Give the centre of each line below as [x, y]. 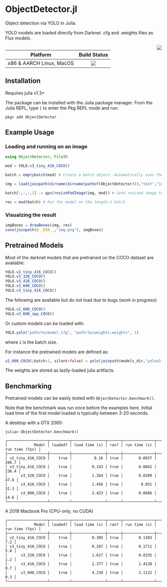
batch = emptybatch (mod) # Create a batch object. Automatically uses [80, 175]
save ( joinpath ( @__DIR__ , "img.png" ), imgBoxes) [54, 230]
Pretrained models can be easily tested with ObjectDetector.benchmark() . [80, 398]
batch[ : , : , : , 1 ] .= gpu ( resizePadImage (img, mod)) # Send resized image [81, 193]
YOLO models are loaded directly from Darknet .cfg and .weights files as [79, 32]
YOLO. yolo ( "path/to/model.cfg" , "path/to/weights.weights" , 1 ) [72, 332]
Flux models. [18, 38]
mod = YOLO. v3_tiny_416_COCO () [38, 166]
